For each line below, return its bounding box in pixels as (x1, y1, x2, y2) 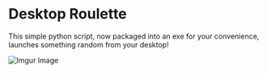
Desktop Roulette (8, 5, 127, 23)
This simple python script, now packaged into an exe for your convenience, (8, 31, 260, 41)
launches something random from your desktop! (8, 39, 169, 49)
